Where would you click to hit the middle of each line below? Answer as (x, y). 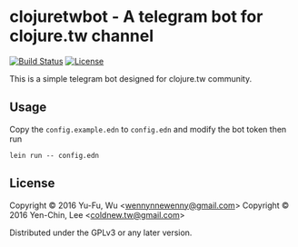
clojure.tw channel (82, 36)
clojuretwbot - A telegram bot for (136, 17)
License (32, 183)
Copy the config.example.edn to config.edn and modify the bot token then (148, 129)
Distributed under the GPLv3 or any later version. (101, 232)
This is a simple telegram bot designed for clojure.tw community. (131, 78)
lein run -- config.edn (55, 155)
